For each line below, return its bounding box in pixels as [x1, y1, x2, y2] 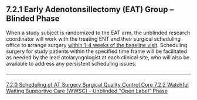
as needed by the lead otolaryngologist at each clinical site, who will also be [6, 53, 190, 60]
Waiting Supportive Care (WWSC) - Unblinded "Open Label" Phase [6, 87, 168, 94]
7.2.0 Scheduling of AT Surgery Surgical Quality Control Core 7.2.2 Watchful [6, 81, 189, 88]
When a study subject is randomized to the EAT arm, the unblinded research [6, 29, 191, 36]
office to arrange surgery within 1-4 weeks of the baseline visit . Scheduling [6, 41, 188, 48]
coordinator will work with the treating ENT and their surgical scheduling [6, 35, 181, 42]
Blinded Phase [6, 14, 60, 24]
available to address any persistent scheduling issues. [6, 60, 137, 67]
